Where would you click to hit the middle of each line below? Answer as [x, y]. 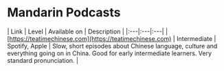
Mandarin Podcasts [64, 13]
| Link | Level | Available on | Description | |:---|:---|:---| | [88, 31]
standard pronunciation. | [43, 60]
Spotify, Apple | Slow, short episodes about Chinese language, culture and [112, 46]
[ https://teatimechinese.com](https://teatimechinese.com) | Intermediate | [112, 38]
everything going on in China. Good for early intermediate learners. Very [109, 53]
